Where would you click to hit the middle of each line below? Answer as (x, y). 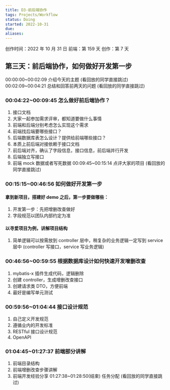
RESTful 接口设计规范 (35, 332)
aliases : (14, 34)
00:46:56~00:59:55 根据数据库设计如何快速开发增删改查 (76, 261)
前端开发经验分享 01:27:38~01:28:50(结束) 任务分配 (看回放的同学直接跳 (88, 376)
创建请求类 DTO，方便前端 (40, 286)
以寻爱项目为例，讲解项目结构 (36, 228)
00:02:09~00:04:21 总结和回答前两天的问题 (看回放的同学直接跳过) (75, 86)
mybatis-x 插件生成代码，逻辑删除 (48, 273)
